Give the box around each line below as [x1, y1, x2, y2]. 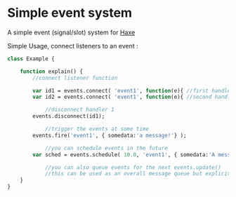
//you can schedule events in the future [44, 144, 169, 151]
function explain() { [20, 68, 83, 75]
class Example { [7, 55, 55, 62]
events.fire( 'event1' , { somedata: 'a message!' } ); [32, 132, 188, 139]
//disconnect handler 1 [44, 107, 114, 114]
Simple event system [7, 5, 132, 21]
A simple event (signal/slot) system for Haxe [7, 28, 136, 36]
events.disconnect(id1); [32, 113, 105, 120]
